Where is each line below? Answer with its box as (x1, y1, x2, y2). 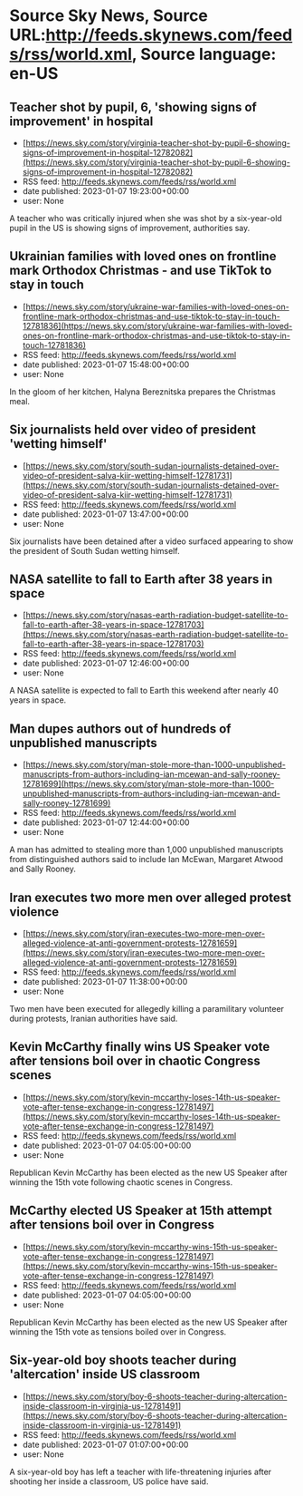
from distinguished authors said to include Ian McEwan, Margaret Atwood (9, 854, 283, 865)
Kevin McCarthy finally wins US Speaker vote (9, 1039, 270, 1054)
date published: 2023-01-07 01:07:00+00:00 (22, 1439, 189, 1450)
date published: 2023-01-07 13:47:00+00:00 (22, 509, 189, 520)
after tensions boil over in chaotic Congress (9, 1054, 260, 1069)
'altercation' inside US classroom (9, 1366, 201, 1383)
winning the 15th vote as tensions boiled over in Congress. (9, 1326, 227, 1337)
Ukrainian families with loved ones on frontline (9, 248, 277, 264)
